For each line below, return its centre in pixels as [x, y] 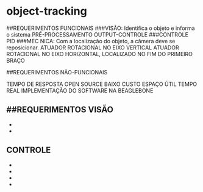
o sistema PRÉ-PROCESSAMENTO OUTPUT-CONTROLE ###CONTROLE [98, 34]
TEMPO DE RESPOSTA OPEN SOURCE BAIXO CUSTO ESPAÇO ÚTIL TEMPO [102, 84]
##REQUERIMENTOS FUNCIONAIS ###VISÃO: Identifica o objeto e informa [101, 28]
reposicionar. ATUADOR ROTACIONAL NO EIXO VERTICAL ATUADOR [93, 48]
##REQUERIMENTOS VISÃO [60, 110]
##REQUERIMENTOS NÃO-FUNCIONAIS [57, 72]
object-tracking [47, 11]
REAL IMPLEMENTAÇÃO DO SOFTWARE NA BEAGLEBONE [80, 90]
